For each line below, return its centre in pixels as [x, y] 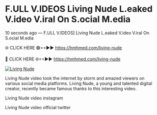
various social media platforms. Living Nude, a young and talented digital [79, 83]
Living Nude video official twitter [38, 107]
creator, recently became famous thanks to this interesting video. [71, 88]
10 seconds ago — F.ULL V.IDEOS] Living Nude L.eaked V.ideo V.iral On [77, 33]
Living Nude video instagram [34, 98]
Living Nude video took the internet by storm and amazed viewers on [75, 78]
